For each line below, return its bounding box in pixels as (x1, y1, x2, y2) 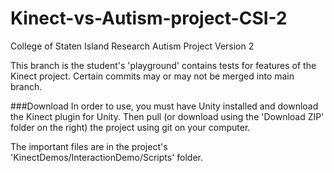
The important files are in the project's (10, 140, 168, 152)
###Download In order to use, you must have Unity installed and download (10, 100, 319, 112)
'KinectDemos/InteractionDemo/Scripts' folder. (10, 151, 203, 163)
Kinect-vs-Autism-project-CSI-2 (10, 7, 288, 30)
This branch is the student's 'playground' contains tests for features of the (10, 59, 317, 71)
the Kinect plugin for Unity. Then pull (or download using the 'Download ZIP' (10, 110, 325, 122)
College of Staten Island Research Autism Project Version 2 (10, 40, 255, 52)
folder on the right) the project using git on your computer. (10, 121, 251, 133)
